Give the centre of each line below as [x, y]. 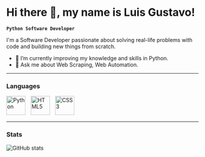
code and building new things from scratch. [61, 46]
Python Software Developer [41, 29]
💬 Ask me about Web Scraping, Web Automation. [77, 65]
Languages [23, 86]
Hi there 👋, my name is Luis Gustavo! [101, 12]
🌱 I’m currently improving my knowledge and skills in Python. [92, 58]
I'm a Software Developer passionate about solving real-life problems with [99, 40]
